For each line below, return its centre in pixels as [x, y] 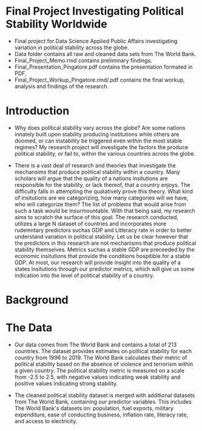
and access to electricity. [46, 421]
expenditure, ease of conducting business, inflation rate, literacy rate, [101, 415]
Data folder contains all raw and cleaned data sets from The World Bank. [105, 54]
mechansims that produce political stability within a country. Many [97, 172]
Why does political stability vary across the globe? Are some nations [100, 128]
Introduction [38, 111]
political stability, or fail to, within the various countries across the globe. [105, 153]
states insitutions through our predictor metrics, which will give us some [104, 268]
